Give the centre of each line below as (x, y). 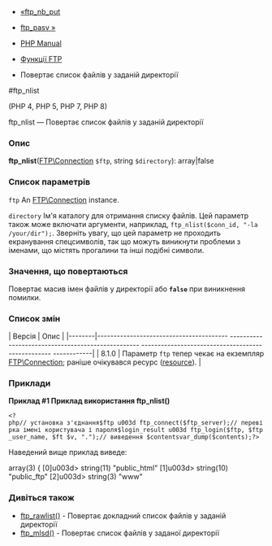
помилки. (25, 297)
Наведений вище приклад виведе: (68, 452)
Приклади (30, 383)
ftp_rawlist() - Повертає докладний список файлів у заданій (123, 515)
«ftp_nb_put (40, 12)
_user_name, (28, 437)
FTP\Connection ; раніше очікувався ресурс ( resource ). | (105, 362)
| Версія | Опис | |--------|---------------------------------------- (119, 336)
